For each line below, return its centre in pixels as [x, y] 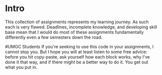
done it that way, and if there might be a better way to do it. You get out [77, 62]
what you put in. [21, 67]
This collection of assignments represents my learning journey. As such [77, 22]
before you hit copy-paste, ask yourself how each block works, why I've [78, 57]
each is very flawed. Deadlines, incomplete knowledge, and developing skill [81, 27]
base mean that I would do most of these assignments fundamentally [74, 32]
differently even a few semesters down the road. [54, 37]
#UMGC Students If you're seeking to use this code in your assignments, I [79, 46]
